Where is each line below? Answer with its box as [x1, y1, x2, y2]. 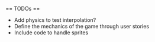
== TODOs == [5, 5, 40, 12]
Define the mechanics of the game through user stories [14, 23, 149, 30]
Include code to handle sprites [14, 29, 89, 36]
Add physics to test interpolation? [14, 17, 96, 23]
